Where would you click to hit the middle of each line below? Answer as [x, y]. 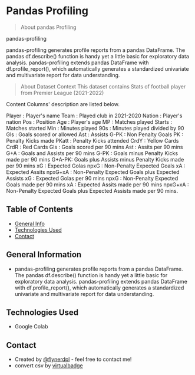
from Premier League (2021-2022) [62, 93]
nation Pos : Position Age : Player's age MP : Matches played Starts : [89, 121]
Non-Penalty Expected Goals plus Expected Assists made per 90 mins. [92, 190]
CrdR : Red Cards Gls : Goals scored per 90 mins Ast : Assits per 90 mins [95, 147]
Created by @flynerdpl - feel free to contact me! [73, 359]
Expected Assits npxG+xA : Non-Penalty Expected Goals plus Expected [93, 172]
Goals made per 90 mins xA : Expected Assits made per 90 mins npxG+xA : [97, 185]
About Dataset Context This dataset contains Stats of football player [103, 86]
